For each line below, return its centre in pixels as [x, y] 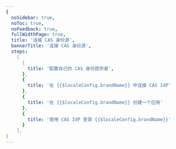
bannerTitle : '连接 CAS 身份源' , [51, 46]
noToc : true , [28, 23]
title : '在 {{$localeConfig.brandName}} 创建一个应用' [95, 102]
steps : [19, 52]
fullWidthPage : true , [39, 35]
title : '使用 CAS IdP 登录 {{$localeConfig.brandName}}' [100, 119]
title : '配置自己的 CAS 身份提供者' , [71, 68]
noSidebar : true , [33, 18]
